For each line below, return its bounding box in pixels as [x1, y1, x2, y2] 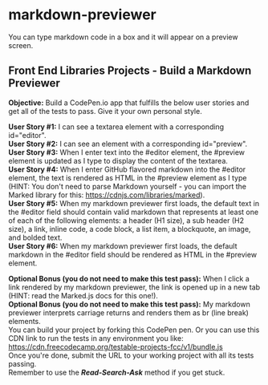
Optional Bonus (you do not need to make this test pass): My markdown [8, 299, 250, 309]
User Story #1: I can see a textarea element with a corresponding [8, 122, 225, 132]
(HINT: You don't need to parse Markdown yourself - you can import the [8, 181, 247, 191]
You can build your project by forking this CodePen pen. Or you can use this [8, 325, 260, 334]
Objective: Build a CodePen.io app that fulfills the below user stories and [8, 98, 250, 107]
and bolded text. [8, 233, 63, 242]
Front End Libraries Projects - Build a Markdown [8, 64, 252, 78]
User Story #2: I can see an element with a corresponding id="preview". [8, 139, 248, 148]
